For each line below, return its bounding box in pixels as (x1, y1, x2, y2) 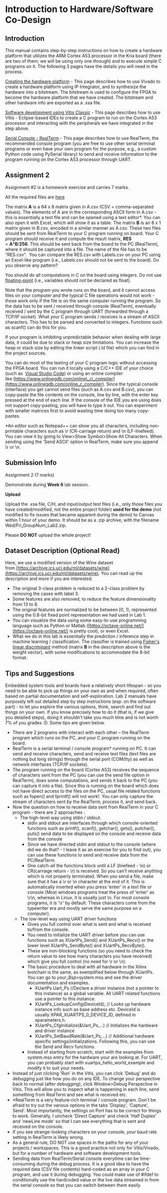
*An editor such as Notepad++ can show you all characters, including (5, 423, 149, 429)
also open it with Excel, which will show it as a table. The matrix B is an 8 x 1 (5, 220, 161, 226)
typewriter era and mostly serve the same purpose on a (27, 905, 142, 911)
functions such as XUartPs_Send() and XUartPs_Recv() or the (27, 937, 154, 943)
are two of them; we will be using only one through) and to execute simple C (5, 58, 162, 64)
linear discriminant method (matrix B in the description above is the (12, 644, 151, 650)
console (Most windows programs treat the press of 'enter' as (27, 889, 155, 895)
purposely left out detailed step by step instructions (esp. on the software (5, 698, 156, 705)
